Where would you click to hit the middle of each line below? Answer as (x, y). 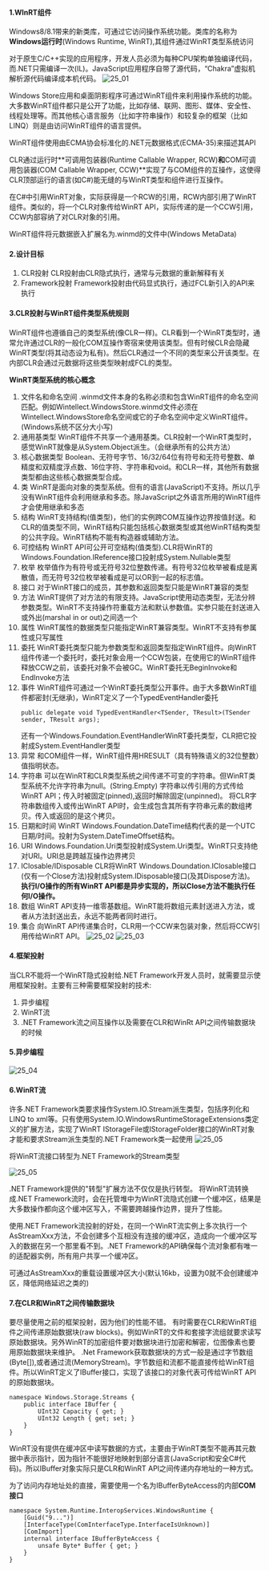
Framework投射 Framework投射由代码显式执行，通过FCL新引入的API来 (138, 283)
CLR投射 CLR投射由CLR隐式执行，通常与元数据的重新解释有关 (123, 273)
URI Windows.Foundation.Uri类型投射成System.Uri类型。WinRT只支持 (136, 845)
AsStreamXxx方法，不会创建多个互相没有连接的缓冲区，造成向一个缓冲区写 (133, 1236)
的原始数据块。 (34, 1383)
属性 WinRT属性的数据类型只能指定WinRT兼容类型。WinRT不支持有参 (135, 627)
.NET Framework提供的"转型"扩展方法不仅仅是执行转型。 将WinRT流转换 (129, 1189)
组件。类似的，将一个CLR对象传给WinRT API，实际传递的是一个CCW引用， (133, 207)
